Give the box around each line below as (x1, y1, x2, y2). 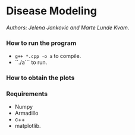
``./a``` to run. (14, 59, 48, 66)
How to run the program (6, 39, 77, 47)
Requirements (6, 90, 48, 98)
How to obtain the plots (6, 73, 75, 82)
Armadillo (14, 109, 39, 117)
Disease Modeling (6, 4, 97, 18)
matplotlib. (14, 122, 41, 130)
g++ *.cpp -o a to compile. (14, 53, 81, 60)
